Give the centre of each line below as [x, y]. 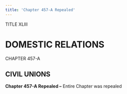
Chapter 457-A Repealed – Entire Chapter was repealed [63, 86]
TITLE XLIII [16, 24]
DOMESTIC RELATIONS [55, 44]
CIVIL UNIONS [28, 74]
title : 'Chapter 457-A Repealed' [40, 10]
